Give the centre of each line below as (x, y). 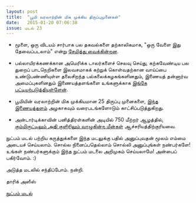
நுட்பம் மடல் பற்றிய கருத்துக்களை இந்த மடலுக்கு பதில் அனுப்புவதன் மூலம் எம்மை (96, 138)
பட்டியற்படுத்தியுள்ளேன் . (41, 89)
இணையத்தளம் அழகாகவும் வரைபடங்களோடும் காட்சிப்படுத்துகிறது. (89, 108)
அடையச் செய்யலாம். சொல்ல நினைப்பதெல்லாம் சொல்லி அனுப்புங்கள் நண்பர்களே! (98, 145)
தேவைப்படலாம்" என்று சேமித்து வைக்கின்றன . (67, 51)
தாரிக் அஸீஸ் (21, 182)
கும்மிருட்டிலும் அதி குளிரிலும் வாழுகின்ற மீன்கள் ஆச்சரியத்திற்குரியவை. (95, 127)
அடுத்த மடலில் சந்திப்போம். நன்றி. (45, 170)
